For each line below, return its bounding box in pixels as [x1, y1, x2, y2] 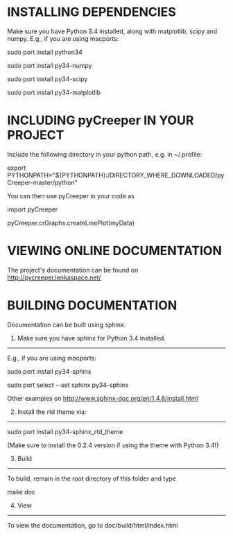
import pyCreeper [7, 205, 58, 214]
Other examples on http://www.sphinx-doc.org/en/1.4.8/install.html [7, 394, 198, 402]
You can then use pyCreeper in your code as [7, 191, 135, 200]
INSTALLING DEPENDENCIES [7, 4, 177, 20]
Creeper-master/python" [7, 178, 78, 187]
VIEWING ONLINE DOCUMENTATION [7, 243, 222, 259]
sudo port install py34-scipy [7, 74, 88, 83]
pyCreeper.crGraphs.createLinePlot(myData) [7, 218, 135, 227]
